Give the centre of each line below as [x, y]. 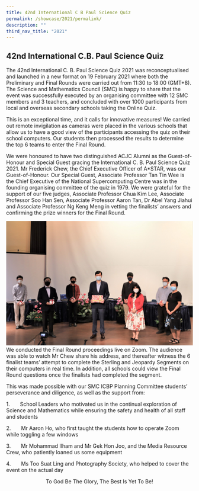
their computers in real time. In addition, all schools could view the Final [93, 368]
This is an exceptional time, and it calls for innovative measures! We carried [98, 120]
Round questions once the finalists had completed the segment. [84, 375]
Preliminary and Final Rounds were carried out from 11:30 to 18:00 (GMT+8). [99, 83]
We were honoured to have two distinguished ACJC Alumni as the [86, 156]
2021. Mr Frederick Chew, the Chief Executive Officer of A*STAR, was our [96, 169]
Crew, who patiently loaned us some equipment [64, 452]
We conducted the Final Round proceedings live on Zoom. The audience [94, 349]
